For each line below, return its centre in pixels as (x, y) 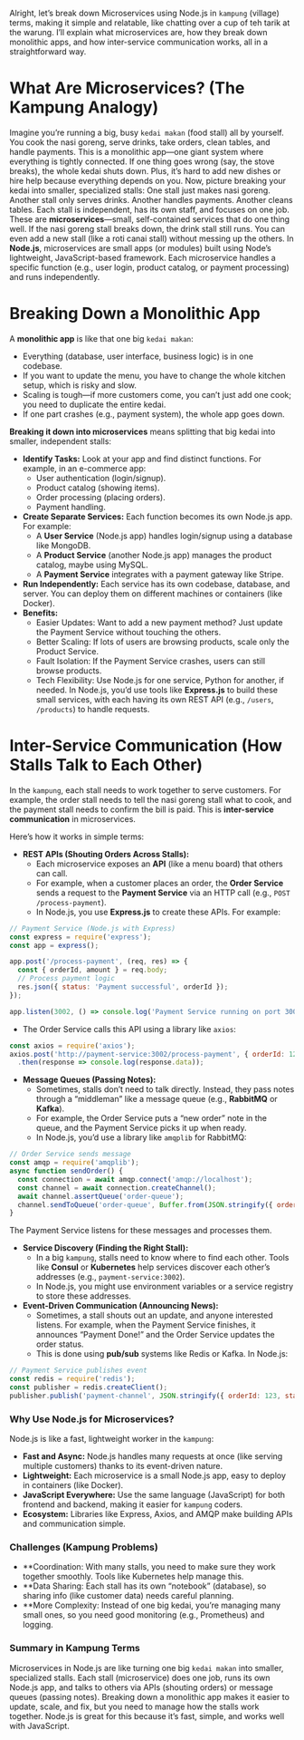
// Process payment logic (66, 979)
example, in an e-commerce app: (84, 468)
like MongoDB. (63, 545)
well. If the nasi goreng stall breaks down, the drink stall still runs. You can (147, 228)
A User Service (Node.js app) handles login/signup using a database (164, 536)
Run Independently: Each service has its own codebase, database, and (156, 584)
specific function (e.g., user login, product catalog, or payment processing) (149, 267)
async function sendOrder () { (66, 1171)
